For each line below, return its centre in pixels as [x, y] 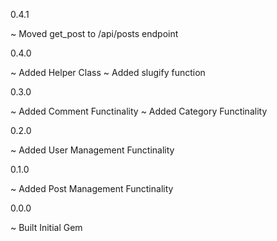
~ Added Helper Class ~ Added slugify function [108, 72]
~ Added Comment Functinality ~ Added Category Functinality [139, 111]
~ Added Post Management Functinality [92, 188]
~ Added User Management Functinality [92, 150]
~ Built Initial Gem [46, 227]
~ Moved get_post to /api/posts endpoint [94, 33]
